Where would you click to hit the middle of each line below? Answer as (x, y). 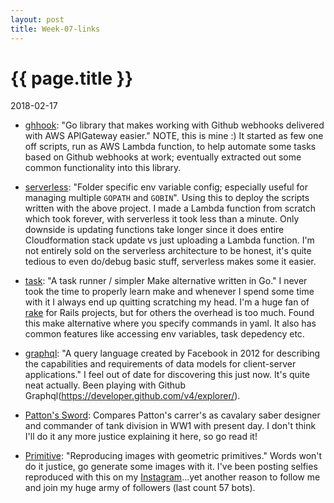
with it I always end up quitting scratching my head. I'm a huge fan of (167, 302)
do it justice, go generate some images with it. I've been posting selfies (171, 467)
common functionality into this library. (103, 168)
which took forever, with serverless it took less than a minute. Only (162, 219)
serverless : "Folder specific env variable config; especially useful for (166, 187)
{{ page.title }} (72, 78)
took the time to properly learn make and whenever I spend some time (169, 292)
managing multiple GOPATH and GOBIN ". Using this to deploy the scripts (167, 198)
